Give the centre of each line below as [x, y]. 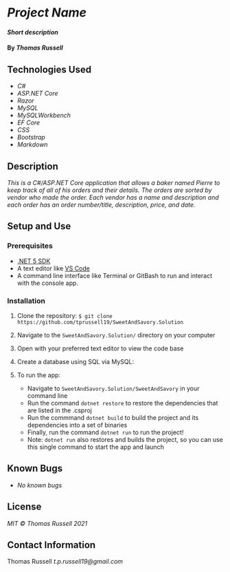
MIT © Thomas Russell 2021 [47, 523]
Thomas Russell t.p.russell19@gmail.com [65, 562]
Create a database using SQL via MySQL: [76, 361]
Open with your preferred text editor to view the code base [100, 348]
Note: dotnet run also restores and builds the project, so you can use [125, 439]
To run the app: [38, 375]
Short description [33, 32]
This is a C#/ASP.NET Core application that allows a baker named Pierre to [114, 183]
